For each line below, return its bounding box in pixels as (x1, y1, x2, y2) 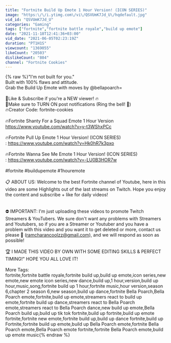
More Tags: (5, 267, 30, 273)
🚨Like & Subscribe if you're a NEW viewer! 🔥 (5, 96, 99, 102)
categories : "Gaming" (5, 21, 52, 27)
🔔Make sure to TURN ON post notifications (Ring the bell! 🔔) (5, 101, 131, 107)
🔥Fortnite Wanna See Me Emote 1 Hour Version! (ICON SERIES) (5, 151, 138, 157)
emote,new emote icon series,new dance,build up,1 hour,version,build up (5, 278, 159, 284)
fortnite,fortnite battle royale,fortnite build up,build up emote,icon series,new (5, 272, 166, 279)
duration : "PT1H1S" (5, 41, 47, 46)
